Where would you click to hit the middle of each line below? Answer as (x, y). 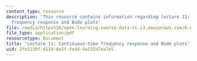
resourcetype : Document (35, 38)
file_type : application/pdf (40, 33)
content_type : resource (35, 11)
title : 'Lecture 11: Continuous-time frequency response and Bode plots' (98, 44)
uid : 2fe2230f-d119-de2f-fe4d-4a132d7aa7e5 (60, 49)
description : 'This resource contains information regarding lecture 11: (98, 17)
